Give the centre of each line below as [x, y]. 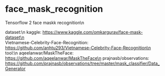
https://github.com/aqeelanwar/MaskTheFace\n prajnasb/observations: [77, 58]
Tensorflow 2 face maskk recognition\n [45, 23]
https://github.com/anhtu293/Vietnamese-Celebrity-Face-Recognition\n [78, 48]
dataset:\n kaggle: [23, 32]
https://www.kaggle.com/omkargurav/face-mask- [93, 32]
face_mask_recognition [54, 9]
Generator [15, 68]
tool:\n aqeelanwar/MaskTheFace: [39, 53]
